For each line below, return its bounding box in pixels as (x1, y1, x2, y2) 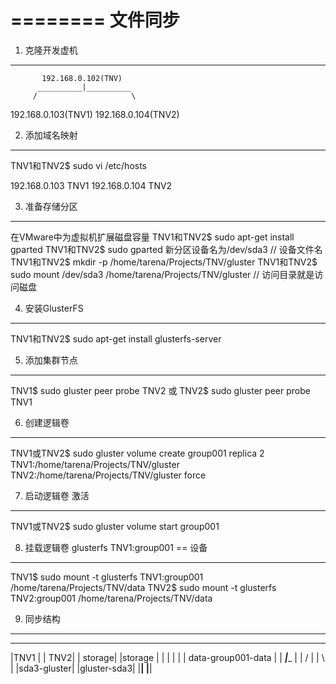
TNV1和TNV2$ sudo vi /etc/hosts (10, 159, 147, 171)
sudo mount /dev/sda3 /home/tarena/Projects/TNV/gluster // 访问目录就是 (10, 268, 315, 280)
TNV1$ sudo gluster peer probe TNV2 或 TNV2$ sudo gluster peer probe (10, 384, 311, 396)
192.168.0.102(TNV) (41, 73, 123, 83)
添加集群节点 (24, 354, 78, 366)
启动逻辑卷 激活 (24, 489, 90, 501)
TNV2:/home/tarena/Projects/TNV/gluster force (10, 469, 207, 481)
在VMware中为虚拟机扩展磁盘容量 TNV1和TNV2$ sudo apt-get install (10, 231, 295, 243)
